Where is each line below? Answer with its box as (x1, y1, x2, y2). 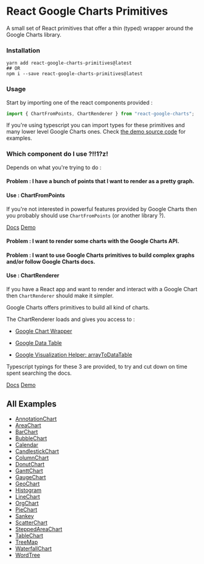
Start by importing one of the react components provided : (6, 99, 153, 106)
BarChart (15, 428, 38, 435)
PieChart (15, 505, 38, 513)
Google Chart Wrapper (15, 327, 72, 334)
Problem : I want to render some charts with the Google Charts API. (6, 237, 180, 245)
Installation (6, 46, 41, 54)
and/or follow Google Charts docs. (6, 258, 96, 265)
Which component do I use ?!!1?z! (6, 150, 108, 158)
